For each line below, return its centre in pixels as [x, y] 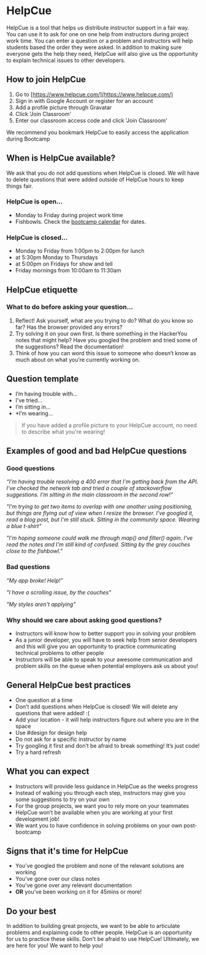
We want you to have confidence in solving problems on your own [99, 825]
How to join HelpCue [46, 79]
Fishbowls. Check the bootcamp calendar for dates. [81, 221]
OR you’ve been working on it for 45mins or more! [78, 892]
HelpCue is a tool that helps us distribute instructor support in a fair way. [98, 28]
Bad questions [28, 567]
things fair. [20, 186]
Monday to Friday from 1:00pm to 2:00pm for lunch [80, 251]
